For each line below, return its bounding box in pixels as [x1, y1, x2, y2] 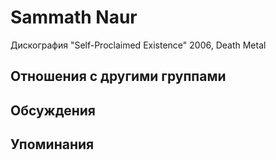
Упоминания [10, 136, 95, 153]
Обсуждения [10, 102, 96, 119]
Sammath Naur [10, 6, 138, 29]
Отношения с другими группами [10, 68, 227, 85]
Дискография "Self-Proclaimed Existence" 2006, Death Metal [10, 39, 267, 51]
